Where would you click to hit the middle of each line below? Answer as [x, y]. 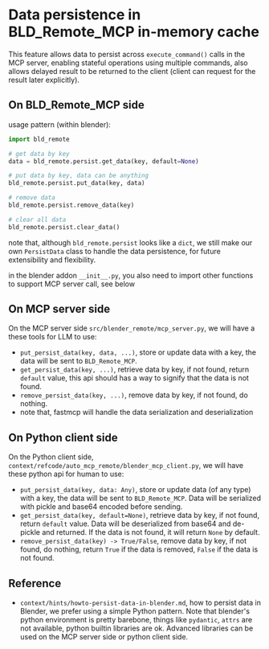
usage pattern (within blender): [59, 124]
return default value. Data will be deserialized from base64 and [125, 524]
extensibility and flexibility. [52, 260]
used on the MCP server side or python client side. [104, 637]
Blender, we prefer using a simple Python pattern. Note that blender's [135, 611]
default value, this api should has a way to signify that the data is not [134, 378]
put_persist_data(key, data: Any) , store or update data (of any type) [135, 490]
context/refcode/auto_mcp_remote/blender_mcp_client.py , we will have [126, 466]
